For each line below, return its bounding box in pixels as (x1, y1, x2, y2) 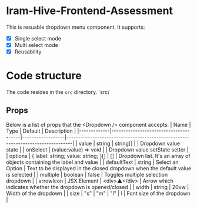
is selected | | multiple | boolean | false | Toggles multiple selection (6, 171, 168, 178)
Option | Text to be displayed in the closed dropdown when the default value (6, 164, 192, 171)
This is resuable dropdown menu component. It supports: (6, 23, 145, 31)
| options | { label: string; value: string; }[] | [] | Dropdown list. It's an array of (6, 152, 191, 159)
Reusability (14, 48, 42, 55)
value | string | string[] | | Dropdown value (78, 140, 181, 147)
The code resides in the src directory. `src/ (6, 89, 110, 96)
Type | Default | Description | (6, 127, 76, 134)
